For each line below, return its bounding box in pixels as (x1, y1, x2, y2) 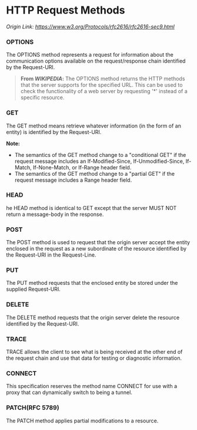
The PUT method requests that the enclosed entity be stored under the (6, 280, 178, 287)
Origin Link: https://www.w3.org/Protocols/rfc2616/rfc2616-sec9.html (6, 23, 175, 30)
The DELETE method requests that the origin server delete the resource (6, 314, 180, 321)
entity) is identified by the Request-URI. (6, 128, 102, 136)
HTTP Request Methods (6, 4, 125, 17)
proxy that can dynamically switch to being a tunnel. (6, 389, 132, 396)
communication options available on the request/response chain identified (6, 57, 186, 65)
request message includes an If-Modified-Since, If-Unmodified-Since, (14, 157, 185, 165)
